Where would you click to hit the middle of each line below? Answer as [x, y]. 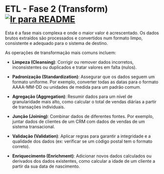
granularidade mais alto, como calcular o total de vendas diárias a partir [84, 101]
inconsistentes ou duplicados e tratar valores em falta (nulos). [74, 67]
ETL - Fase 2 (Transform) [57, 9]
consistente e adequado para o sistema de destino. [57, 43]
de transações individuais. [38, 107]
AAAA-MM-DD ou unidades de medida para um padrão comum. [77, 87]
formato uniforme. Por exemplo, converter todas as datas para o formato [85, 82]
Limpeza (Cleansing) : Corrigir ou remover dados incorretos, [73, 62]
